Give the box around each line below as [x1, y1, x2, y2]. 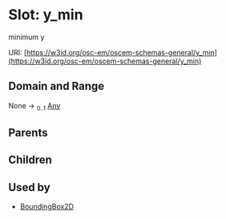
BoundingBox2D [19, 202, 75, 212]
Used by [8, 180, 50, 194]
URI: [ [8, 47, 27, 57]
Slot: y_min [8, 6, 83, 24]
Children [8, 153, 52, 167]
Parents [8, 126, 48, 140]
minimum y [8, 32, 45, 42]
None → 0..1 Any [8, 100, 61, 112]
